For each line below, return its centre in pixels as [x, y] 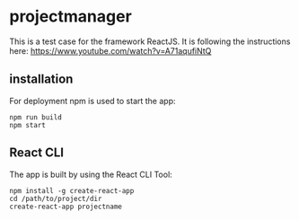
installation [41, 79]
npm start [28, 125]
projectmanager [70, 17]
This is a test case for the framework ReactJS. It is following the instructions [150, 41]
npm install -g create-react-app [72, 190]
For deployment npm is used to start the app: [92, 101]
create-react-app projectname [66, 207]
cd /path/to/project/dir [56, 198]
